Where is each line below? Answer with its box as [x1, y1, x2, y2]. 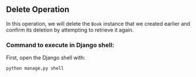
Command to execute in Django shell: [6, 41, 115, 49]
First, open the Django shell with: [6, 54, 85, 61]
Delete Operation [6, 5, 70, 15]
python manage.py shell [6, 65, 64, 72]
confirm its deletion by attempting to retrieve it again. [6, 26, 134, 33]
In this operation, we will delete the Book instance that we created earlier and [6, 20, 190, 27]
